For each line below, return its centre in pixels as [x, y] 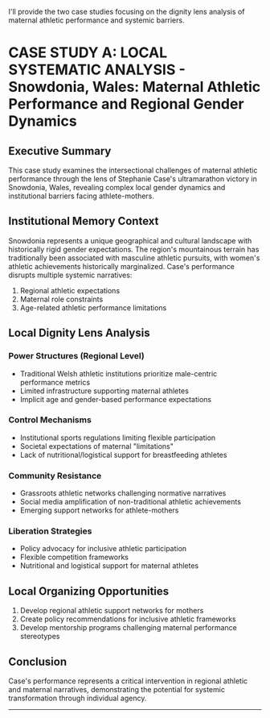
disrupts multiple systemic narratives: [70, 275]
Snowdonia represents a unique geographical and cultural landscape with [130, 240]
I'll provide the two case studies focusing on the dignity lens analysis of [127, 12]
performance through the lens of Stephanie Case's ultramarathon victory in [133, 179]
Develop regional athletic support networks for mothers [112, 611]
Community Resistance [55, 475]
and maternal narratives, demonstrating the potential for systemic [117, 690]
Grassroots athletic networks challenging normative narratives [123, 493]
